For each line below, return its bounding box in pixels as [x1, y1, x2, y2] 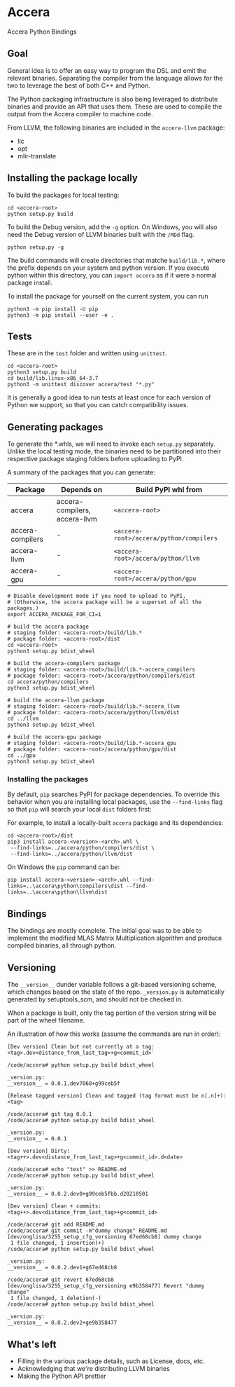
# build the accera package [7, 623, 90, 631]
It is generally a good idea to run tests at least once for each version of [7, 393, 211, 402]
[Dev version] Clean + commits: [7, 1203, 101, 1210]
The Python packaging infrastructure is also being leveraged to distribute [7, 95, 218, 103]
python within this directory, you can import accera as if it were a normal [7, 271, 217, 279]
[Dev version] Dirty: [7, 1147, 71, 1155]
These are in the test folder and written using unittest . [7, 349, 168, 357]
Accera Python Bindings [7, 27, 77, 36]
